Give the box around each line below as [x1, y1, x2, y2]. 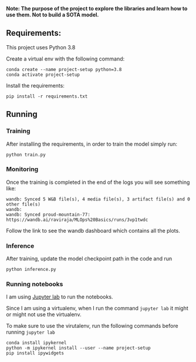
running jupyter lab [6, 329, 56, 336]
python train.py [6, 152, 46, 157]
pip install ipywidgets [6, 350, 65, 356]
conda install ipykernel [6, 340, 67, 346]
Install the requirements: [6, 82, 65, 89]
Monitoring [6, 165, 39, 173]
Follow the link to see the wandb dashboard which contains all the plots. [6, 227, 180, 234]
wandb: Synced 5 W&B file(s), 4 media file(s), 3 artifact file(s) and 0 [6, 196, 191, 202]
